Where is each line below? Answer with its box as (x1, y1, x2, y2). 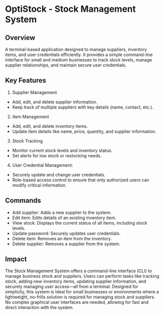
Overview (5, 33, 36, 42)
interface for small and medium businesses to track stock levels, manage (5, 57, 152, 62)
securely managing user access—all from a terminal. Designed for (5, 284, 139, 289)
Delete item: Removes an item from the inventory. (12, 235, 112, 241)
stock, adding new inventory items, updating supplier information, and (5, 279, 146, 285)
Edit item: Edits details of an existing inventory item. (12, 215, 117, 221)
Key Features (5, 76, 47, 85)
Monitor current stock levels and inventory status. (12, 147, 113, 153)
